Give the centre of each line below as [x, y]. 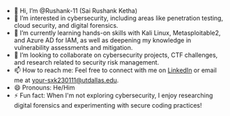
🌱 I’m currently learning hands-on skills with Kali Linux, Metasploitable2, [117, 33]
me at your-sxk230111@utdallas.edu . [66, 80]
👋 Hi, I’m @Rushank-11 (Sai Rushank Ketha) [76, 11]
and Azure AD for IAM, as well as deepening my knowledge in [102, 40]
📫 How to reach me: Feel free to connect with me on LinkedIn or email [115, 70]
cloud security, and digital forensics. [66, 25]
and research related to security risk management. [86, 62]
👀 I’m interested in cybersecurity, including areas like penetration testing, [118, 18]
